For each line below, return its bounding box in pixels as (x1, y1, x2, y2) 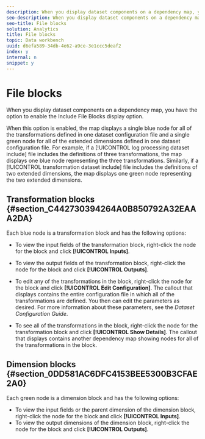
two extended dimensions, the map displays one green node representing (6, 170, 192, 177)
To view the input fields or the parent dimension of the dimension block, (15, 406, 196, 413)
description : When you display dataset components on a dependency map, (6, 9, 195, 15)
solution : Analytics (6, 26, 59, 32)
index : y (6, 49, 29, 55)
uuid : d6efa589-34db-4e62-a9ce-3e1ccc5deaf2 (6, 43, 121, 49)
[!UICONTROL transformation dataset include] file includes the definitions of (6, 163, 198, 171)
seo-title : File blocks (6, 20, 67, 26)
